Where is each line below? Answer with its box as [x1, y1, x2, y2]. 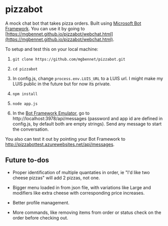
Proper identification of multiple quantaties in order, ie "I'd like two [12, 169, 150, 175]
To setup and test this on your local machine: [5, 46, 99, 52]
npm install [12, 91, 38, 96]
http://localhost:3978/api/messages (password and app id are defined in [12, 115, 163, 122]
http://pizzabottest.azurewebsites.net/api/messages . [5, 141, 115, 147]
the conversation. [12, 126, 49, 132]
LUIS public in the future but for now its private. [12, 81, 111, 87]
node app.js [12, 101, 38, 106]
